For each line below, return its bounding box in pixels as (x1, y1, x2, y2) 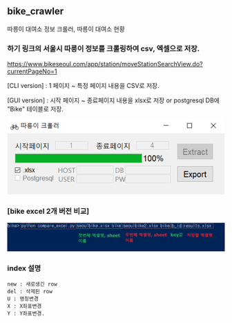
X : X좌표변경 (7, 303, 42, 310)
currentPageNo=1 (7, 67, 57, 75)
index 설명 (7, 263, 41, 273)
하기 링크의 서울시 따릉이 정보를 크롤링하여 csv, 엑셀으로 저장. (7, 44, 200, 53)
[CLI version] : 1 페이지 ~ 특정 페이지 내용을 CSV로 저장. (7, 82, 160, 90)
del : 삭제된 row (7, 288, 53, 295)
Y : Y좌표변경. (7, 311, 45, 317)
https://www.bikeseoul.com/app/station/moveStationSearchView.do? (7, 60, 203, 68)
